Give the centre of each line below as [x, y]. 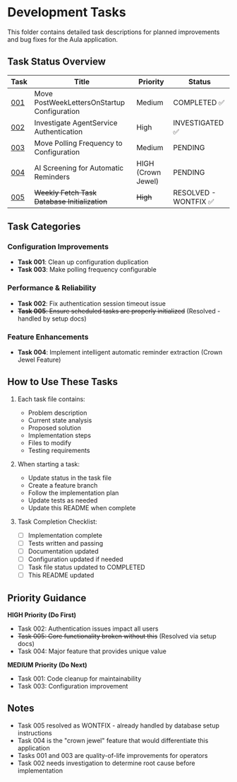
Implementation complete [65, 535]
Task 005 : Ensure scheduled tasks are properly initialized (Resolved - [119, 311]
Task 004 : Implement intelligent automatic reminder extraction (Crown [120, 352]
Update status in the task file [69, 478]
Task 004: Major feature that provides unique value [92, 651]
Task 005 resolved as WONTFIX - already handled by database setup [119, 725]
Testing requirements [59, 450]
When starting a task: [48, 464]
